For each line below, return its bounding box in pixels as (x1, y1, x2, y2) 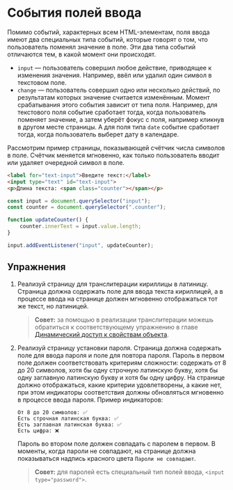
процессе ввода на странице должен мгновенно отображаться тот (17, 294, 218, 303)
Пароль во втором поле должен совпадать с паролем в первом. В (17, 439, 216, 448)
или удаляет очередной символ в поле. (7, 158, 125, 166)
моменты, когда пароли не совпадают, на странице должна (17, 447, 196, 455)
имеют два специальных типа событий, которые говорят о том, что (7, 35, 209, 43)
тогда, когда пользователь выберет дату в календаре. (17, 130, 179, 139)
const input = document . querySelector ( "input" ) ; (7, 197, 151, 205)
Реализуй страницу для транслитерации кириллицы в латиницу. (17, 280, 209, 288)
